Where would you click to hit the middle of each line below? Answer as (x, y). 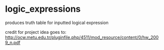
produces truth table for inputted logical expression (57, 23)
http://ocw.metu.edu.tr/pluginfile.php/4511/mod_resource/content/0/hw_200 (82, 37)
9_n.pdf (13, 42)
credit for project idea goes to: (36, 32)
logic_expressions (43, 9)
